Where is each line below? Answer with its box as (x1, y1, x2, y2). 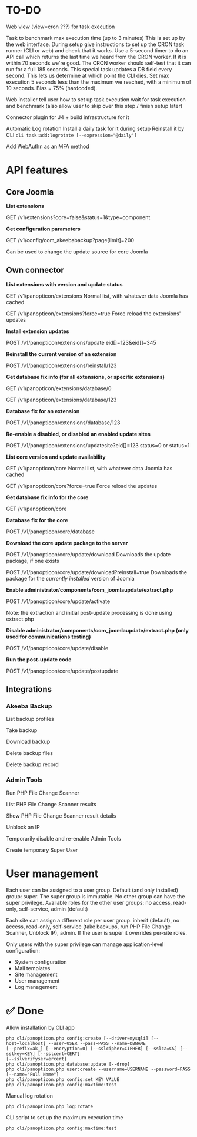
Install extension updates (6, 328, 69, 335)
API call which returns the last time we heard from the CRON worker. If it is (6, 53, 186, 60)
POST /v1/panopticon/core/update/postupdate (6, 667, 119, 674)
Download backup (6, 738, 51, 746)
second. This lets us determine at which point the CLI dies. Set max (6, 72, 169, 79)
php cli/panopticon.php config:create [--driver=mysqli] (6, 1035, 149, 1041)
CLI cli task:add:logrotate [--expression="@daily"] (6, 131, 137, 139)
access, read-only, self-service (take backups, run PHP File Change (6, 923, 171, 930)
